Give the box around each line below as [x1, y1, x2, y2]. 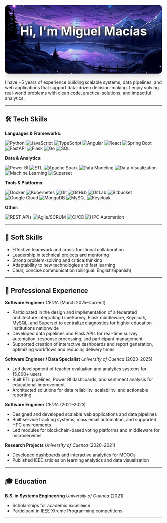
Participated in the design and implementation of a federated [12, 309, 137, 315]
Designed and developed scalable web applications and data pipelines [12, 411, 157, 417]
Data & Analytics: [5, 155, 42, 161]
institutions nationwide [12, 325, 59, 331]
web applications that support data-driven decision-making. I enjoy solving [5, 85, 159, 90]
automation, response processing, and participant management [12, 336, 143, 342]
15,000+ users [12, 371, 42, 377]
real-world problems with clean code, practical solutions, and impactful [5, 90, 151, 96]
